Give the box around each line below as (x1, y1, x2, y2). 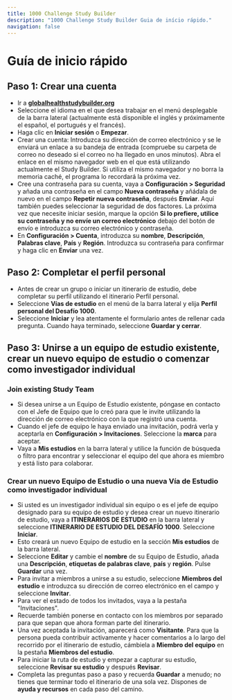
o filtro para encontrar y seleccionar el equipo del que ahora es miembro (17, 452, 224, 460)
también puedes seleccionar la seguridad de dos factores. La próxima (17, 202, 217, 210)
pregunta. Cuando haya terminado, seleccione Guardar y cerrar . (17, 322, 202, 330)
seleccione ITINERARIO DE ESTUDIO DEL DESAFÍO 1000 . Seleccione (17, 523, 215, 531)
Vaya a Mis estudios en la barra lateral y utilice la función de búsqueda (17, 444, 221, 452)
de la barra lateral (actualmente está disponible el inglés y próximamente (17, 114, 225, 122)
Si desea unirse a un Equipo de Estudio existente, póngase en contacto (17, 400, 220, 408)
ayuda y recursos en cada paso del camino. (17, 685, 144, 694)
